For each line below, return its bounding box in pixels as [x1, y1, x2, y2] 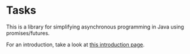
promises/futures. [6, 29, 50, 36]
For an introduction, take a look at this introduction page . [6, 41, 145, 48]
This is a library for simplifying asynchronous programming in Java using [6, 23, 184, 30]
